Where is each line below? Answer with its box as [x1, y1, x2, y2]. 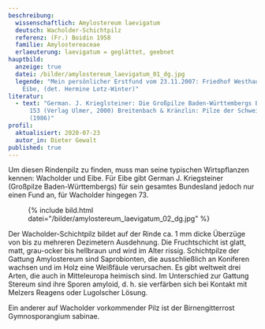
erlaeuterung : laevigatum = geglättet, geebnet [15, 48, 175, 56]
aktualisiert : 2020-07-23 [15, 129, 101, 136]
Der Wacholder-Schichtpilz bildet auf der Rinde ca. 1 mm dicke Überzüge [8, 230, 246, 239]
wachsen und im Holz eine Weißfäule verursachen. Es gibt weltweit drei [8, 263, 241, 272]
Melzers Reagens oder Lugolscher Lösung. [8, 288, 148, 297]
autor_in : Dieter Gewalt [15, 136, 97, 144]
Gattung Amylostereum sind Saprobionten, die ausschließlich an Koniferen [8, 254, 250, 264]
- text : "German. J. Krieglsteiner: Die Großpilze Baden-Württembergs [15, 99, 252, 107]
